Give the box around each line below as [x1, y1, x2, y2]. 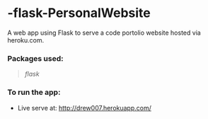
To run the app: [7, 87, 61, 97]
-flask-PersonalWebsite [7, 5, 151, 21]
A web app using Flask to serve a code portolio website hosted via [7, 28, 202, 37]
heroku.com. [7, 35, 45, 44]
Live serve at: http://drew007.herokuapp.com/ [17, 103, 152, 112]
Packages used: [7, 53, 64, 63]
